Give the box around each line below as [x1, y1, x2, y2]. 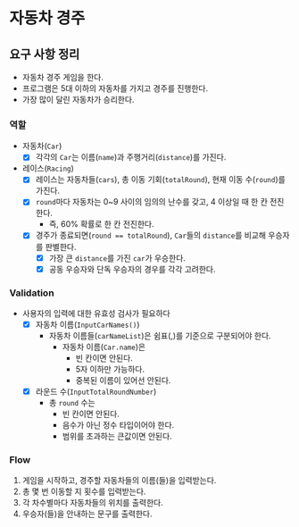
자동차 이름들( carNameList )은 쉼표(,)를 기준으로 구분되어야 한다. [48, 330, 271, 341]
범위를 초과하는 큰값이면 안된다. [62, 431, 172, 442]
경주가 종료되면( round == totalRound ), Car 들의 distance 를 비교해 [35, 230, 266, 241]
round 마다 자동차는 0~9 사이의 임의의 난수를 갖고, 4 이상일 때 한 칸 [35, 197, 268, 207]
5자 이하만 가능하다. [75, 364, 145, 375]
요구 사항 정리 [9, 46, 80, 62]
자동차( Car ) [21, 140, 62, 152]
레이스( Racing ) [21, 163, 74, 174]
